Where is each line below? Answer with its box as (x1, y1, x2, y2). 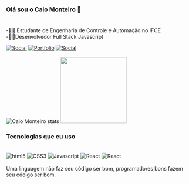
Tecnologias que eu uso (6, 132, 76, 141)
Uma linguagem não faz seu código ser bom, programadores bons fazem (6, 165, 183, 172)
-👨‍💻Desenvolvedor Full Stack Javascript (6, 33, 104, 40)
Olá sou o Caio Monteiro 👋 (6, 5, 81, 13)
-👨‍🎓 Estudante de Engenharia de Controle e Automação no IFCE (6, 27, 161, 34)
